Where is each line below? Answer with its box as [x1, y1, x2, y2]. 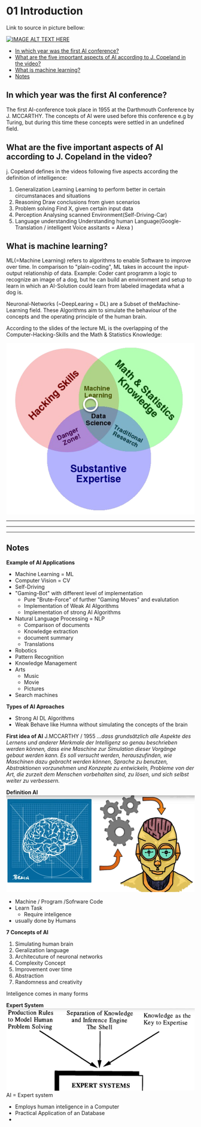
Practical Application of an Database [14, 1109, 105, 1116]
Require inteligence [23, 911, 72, 918]
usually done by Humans [14, 917, 77, 925]
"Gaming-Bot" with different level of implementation [14, 589, 143, 596]
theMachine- [148, 301, 181, 308]
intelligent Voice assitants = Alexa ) [47, 223, 133, 231]
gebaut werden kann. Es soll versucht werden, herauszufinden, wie [6, 752, 172, 759]
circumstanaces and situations [14, 192, 91, 199]
